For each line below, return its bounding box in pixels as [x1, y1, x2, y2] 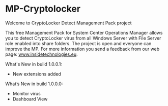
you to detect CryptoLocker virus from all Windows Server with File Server [5, 35, 161, 41]
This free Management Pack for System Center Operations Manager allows [5, 29, 163, 36]
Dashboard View [12, 96, 48, 102]
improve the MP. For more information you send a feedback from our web [5, 46, 160, 52]
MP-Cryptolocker [5, 3, 80, 15]
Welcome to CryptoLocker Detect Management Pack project [5, 20, 132, 26]
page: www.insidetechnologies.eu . [5, 51, 78, 57]
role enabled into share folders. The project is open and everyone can [5, 40, 152, 46]
